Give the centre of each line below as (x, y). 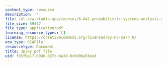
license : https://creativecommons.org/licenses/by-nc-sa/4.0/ (71, 38)
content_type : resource (30, 10)
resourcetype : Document (30, 47)
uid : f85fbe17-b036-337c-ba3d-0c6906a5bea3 (51, 56)
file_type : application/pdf (34, 28)
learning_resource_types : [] (35, 33)
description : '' (22, 14)
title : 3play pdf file (29, 51)
